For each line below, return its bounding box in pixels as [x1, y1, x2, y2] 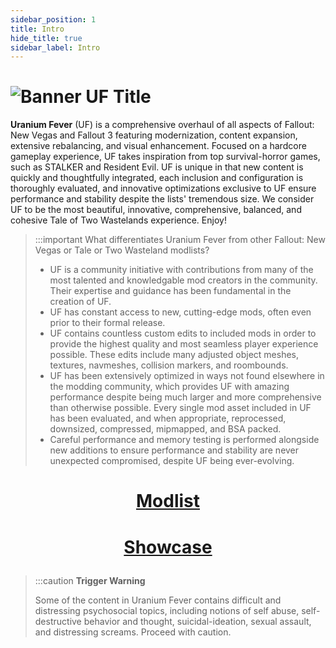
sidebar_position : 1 [10, 14, 97, 25]
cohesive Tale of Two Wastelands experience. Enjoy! [10, 214, 227, 226]
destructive [34, 615, 82, 627]
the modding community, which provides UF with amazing [49, 381, 290, 393]
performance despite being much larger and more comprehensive [49, 391, 322, 403]
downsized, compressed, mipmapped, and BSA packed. [49, 423, 282, 435]
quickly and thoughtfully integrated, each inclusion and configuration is [10, 172, 304, 184]
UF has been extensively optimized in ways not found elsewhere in [49, 370, 325, 382]
